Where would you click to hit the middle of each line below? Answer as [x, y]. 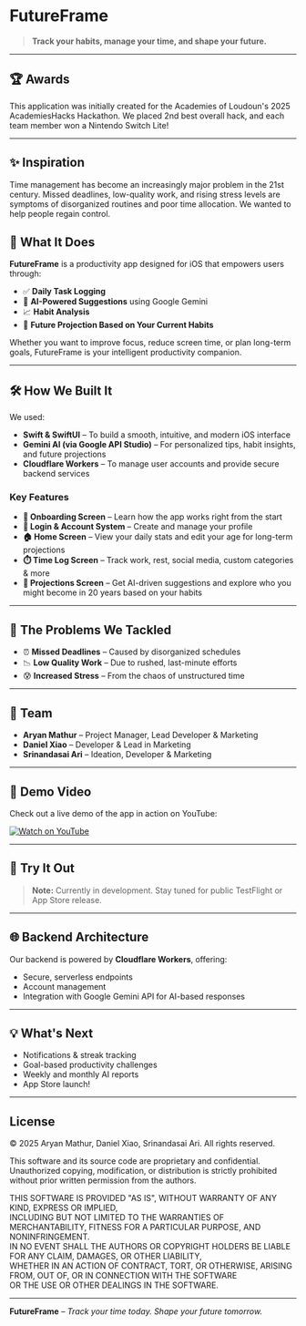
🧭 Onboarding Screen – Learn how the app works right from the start [152, 517]
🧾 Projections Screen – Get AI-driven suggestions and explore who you [157, 583]
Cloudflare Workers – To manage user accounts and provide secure [151, 464]
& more [36, 573]
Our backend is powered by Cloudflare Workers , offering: [118, 959]
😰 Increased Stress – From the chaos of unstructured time [133, 676]
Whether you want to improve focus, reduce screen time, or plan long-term [150, 343]
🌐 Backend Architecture [79, 937]
